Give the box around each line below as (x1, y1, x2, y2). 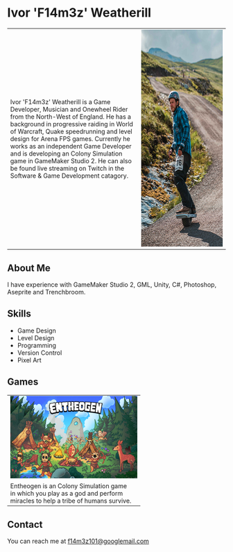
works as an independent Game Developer (10, 142, 132, 150)
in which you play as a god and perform (10, 489, 123, 497)
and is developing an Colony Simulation (10, 149, 123, 158)
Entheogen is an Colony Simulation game (10, 481, 127, 490)
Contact (7, 519, 43, 530)
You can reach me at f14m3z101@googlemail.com (7, 537, 149, 545)
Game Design (17, 326, 57, 335)
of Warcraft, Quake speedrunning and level (10, 127, 133, 135)
